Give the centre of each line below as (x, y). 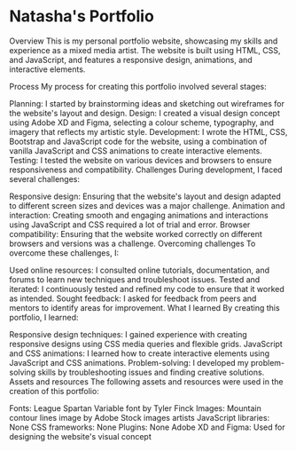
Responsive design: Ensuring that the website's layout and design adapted (145, 196)
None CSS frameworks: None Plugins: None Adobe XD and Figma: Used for (147, 427)
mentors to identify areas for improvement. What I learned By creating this (145, 307)
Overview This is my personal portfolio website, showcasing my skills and (144, 41)
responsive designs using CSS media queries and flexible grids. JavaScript (146, 344)
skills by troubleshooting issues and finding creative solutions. (151, 372)
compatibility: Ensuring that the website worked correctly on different (136, 233)
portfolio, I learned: (44, 317)
